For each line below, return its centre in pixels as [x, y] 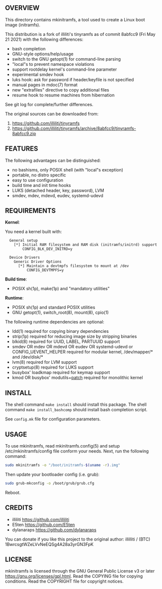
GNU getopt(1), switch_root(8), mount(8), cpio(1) [60, 312]
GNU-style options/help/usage [43, 54]
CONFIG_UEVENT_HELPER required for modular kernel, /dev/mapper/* [82, 352]
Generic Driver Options [38, 262]
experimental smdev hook [38, 74]
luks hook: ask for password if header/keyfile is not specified [73, 79]
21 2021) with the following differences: [44, 39]
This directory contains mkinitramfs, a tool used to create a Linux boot [75, 19]
